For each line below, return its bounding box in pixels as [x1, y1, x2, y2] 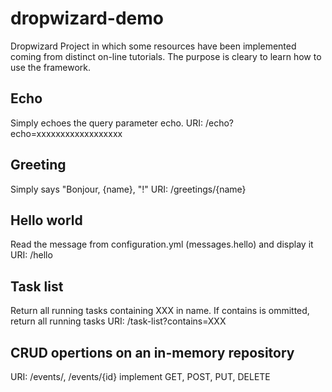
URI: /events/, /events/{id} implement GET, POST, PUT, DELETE [10, 371, 271, 382]
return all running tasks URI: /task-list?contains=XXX [10, 315, 227, 327]
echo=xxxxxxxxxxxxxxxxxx [10, 127, 123, 139]
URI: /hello [10, 249, 53, 261]
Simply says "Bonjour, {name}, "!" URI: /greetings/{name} [10, 183, 247, 195]
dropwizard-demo [10, 7, 165, 30]
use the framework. [10, 61, 92, 73]
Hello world [10, 212, 83, 229]
